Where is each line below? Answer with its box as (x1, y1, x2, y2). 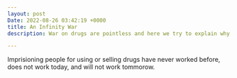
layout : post (7, 10, 46, 18)
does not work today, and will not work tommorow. (7, 63, 155, 71)
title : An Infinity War (7, 23, 78, 30)
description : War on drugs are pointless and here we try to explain (7, 30, 218, 37)
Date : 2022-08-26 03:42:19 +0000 (7, 17, 106, 24)
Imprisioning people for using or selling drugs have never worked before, (7, 56, 221, 64)
